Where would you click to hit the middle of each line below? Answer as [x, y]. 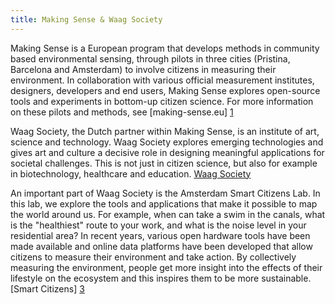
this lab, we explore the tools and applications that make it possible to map [164, 203]
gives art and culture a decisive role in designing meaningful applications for [167, 152]
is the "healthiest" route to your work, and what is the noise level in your [158, 225]
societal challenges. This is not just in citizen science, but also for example [164, 163]
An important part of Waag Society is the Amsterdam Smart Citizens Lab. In [165, 193]
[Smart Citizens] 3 [47, 288]
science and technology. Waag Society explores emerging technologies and [167, 142]
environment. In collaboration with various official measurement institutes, [162, 80]
